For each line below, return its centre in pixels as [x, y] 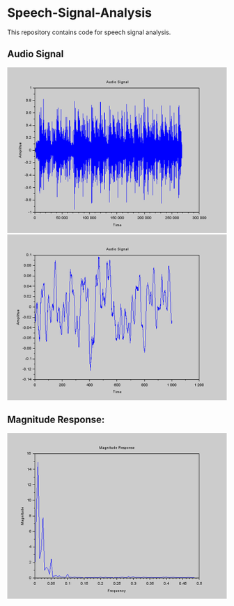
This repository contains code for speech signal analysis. [89, 32]
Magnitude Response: [56, 420]
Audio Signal [36, 54]
